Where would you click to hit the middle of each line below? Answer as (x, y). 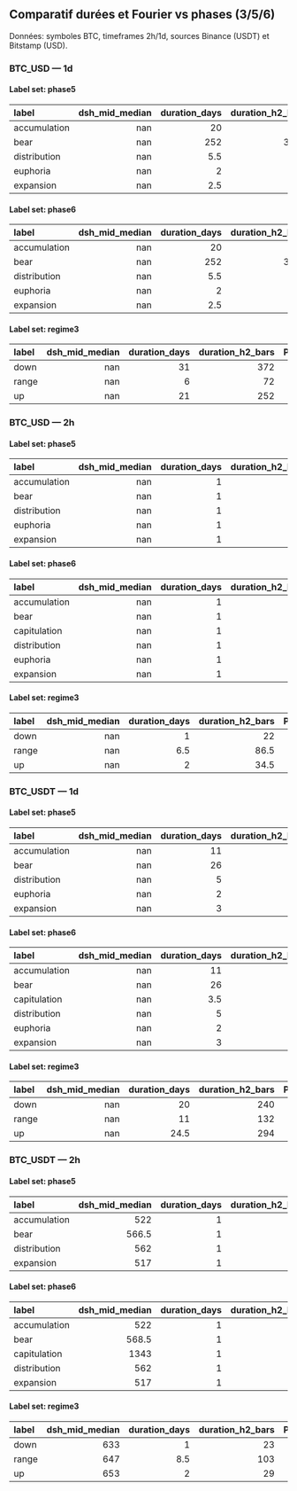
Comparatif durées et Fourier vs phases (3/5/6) (142, 15)
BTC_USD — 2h (42, 423)
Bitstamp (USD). (38, 45)
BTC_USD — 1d (41, 68)
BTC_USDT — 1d (44, 791)
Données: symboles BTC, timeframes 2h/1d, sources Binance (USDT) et (139, 35)
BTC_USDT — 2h (45, 1160)
